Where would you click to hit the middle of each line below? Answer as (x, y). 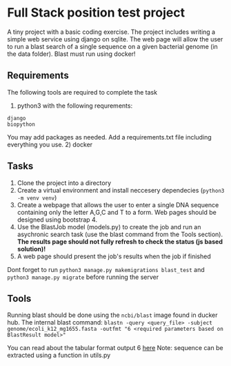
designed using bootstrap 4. (57, 220)
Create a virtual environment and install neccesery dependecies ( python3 (121, 190)
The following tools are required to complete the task (82, 92)
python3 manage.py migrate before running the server (83, 277)
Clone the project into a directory (64, 183)
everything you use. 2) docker (50, 144)
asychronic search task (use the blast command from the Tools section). (120, 234)
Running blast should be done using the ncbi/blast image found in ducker (113, 315)
